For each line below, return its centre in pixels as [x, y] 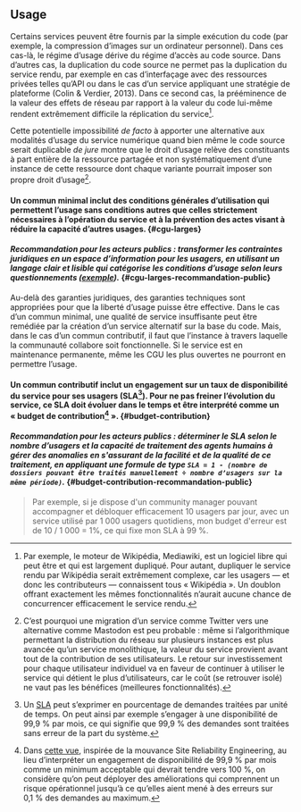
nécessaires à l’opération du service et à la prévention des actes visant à [147, 219]
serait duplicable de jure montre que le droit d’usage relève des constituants [150, 150]
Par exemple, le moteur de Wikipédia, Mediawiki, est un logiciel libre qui [155, 557]
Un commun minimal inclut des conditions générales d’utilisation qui [140, 200]
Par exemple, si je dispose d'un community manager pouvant [145, 502]
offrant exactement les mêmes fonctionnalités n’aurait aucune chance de [157, 594]
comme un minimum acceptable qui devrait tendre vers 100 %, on [144, 770]
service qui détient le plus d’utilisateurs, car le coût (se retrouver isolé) [153, 678]
